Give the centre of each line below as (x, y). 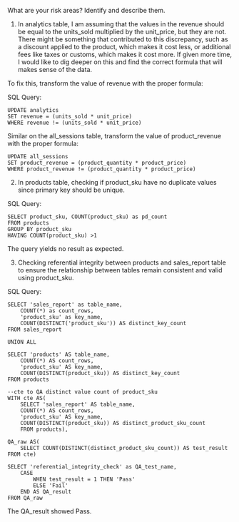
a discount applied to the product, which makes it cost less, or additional (124, 47)
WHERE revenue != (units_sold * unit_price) (75, 123)
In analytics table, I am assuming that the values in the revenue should (121, 24)
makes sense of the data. (55, 70)
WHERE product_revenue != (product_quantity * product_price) (102, 169)
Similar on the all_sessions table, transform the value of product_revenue (115, 136)
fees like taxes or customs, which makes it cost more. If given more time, (124, 54)
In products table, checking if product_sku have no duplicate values (117, 182)
